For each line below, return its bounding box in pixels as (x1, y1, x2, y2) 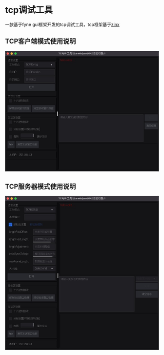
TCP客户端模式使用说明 (5, 37, 76, 45)
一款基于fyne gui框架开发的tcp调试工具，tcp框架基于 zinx (5, 21, 120, 27)
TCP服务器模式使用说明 (5, 182, 76, 190)
